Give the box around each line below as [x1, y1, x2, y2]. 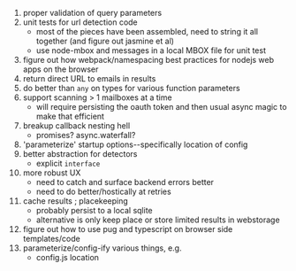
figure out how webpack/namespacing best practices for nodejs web [22, 55, 275, 65]
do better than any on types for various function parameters [22, 83, 241, 93]
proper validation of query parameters [22, 8, 163, 18]
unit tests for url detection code [22, 17, 138, 27]
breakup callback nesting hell [22, 120, 131, 131]
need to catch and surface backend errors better [35, 177, 215, 187]
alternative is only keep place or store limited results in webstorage [35, 214, 281, 225]
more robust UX [22, 167, 81, 178]
